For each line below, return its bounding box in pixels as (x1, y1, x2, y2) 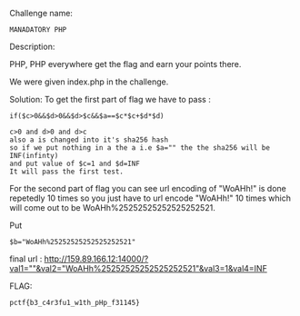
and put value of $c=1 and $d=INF (9, 159, 141, 168)
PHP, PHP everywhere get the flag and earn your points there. (9, 59, 242, 69)
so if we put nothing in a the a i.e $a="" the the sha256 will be (9, 143, 271, 153)
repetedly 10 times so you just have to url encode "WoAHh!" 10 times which (9, 193, 292, 203)
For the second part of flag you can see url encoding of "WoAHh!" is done (9, 183, 286, 193)
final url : (9, 253, 43, 264)
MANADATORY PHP (9, 25, 67, 35)
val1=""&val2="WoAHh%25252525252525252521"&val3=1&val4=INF (9, 263, 268, 273)
